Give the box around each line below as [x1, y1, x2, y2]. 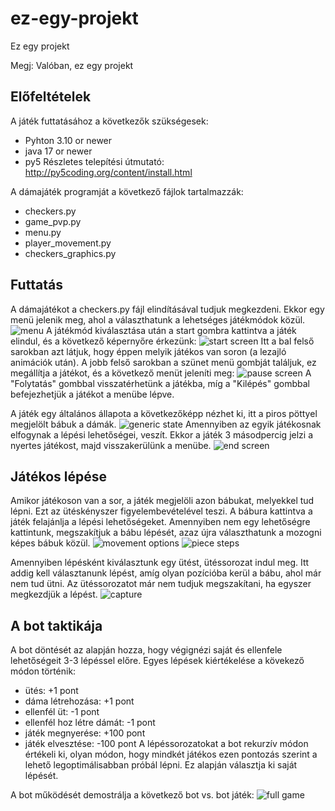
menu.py [24, 226, 62, 238]
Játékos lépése [10, 468, 108, 485]
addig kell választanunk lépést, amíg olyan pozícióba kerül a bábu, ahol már [10, 567, 322, 579]
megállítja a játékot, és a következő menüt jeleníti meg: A [10, 367, 312, 379]
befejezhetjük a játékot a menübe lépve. [10, 388, 175, 400]
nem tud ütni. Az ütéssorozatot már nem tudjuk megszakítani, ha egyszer [10, 578, 312, 590]
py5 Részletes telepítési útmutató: [24, 155, 165, 167]
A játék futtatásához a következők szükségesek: [10, 115, 209, 127]
